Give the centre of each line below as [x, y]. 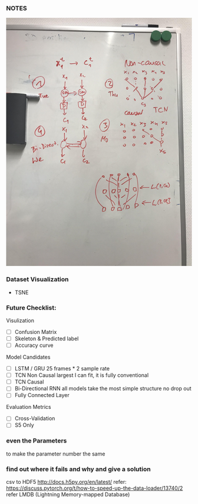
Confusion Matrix [36, 331]
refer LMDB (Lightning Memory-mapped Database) [68, 495]
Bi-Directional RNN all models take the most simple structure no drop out [103, 389]
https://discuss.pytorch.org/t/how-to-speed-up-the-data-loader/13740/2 [95, 488]
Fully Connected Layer [42, 395]
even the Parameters [37, 441]
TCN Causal [29, 382]
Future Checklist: [31, 307]
